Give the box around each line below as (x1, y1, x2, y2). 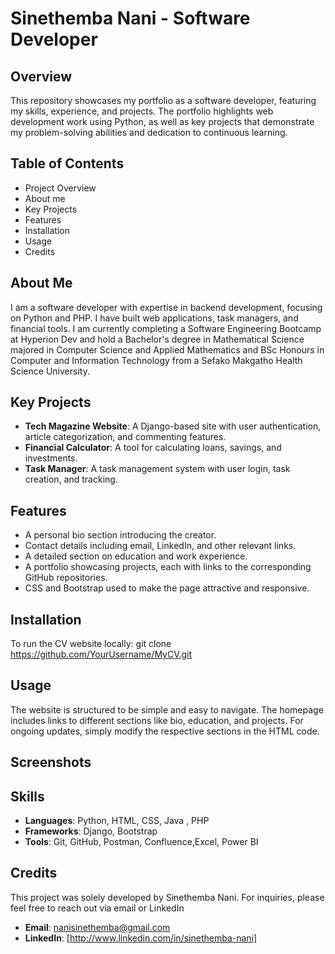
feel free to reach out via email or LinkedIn (10, 902, 185, 914)
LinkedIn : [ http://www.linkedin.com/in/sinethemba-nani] (24, 932, 258, 944)
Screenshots (10, 754, 92, 771)
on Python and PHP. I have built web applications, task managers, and (10, 312, 299, 324)
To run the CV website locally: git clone (10, 638, 172, 650)
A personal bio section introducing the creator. (24, 529, 217, 541)
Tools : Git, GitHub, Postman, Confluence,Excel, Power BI (24, 836, 259, 848)
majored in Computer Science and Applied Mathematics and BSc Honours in (10, 343, 325, 356)
